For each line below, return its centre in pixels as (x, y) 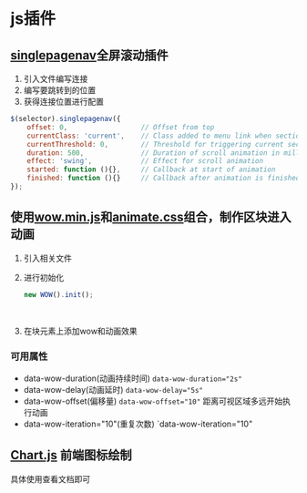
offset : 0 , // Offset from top (121, 127)
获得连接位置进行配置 (63, 102)
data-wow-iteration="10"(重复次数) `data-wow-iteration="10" (138, 424)
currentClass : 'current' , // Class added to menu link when (149, 136)
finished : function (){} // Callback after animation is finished (164, 179)
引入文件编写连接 (56, 79)
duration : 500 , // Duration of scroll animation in (153, 153)
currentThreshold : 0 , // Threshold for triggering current (155, 144)
